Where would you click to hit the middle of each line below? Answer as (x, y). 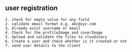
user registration (31, 8)
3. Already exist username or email (43, 28)
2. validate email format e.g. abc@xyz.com (51, 24)
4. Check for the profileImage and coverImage (54, 32)
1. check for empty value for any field (47, 19)
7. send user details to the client (43, 46)
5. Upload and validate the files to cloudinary (56, 37)
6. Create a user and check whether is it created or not (66, 41)
